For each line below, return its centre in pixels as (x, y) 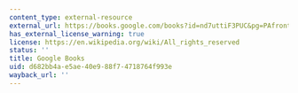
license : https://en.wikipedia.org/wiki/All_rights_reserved (125, 42)
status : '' (29, 50)
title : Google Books (47, 58)
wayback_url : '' (39, 75)
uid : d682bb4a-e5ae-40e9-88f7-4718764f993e (91, 67)
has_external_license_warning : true (77, 34)
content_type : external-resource (71, 17)
